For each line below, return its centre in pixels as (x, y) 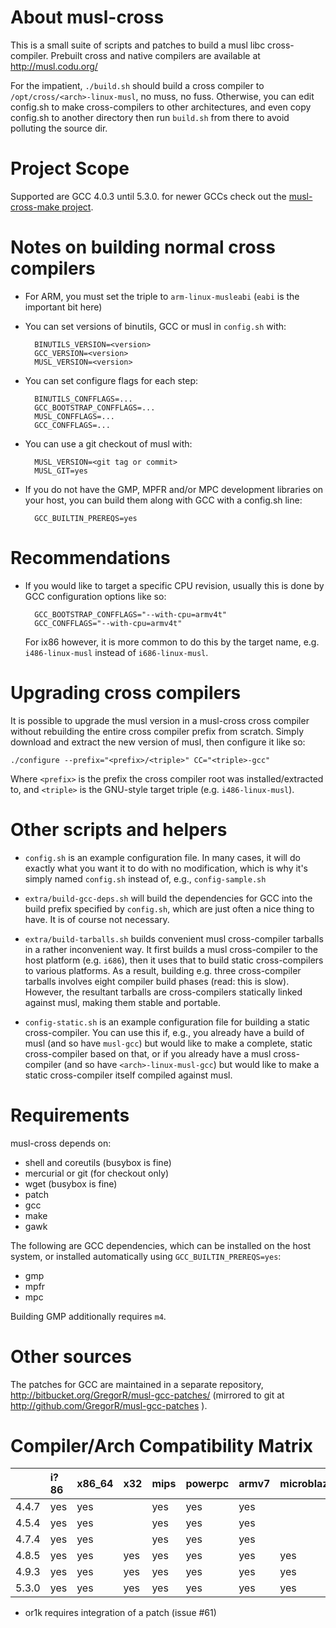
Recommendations (90, 558)
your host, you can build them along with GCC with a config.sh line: (163, 500)
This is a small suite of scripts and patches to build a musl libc (138, 45)
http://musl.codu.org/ (54, 66)
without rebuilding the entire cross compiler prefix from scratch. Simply (157, 731)
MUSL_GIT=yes (61, 471)
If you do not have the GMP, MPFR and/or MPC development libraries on (174, 489)
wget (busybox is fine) (71, 1183)
